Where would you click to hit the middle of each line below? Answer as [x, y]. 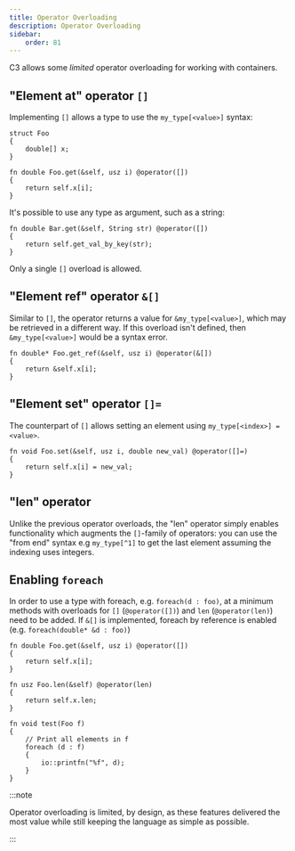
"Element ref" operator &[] [84, 296]
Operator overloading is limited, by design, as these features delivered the [145, 813]
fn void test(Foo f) [48, 724]
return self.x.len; [61, 700]
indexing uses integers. [52, 552]
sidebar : [25, 34]
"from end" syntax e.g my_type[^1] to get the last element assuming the [140, 542]
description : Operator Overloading [75, 26]
